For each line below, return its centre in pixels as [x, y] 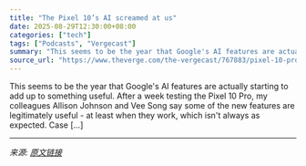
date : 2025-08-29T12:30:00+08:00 [73, 26]
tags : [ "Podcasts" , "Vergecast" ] [73, 43]
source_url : [32, 60]
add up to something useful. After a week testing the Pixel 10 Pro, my [139, 96]
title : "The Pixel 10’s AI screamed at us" [93, 18]
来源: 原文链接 [36, 152]
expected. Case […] [46, 125]
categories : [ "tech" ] [51, 35]
